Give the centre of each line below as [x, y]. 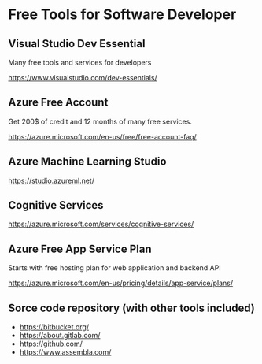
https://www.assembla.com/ [65, 352]
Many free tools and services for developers [80, 62]
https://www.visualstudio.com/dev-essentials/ [83, 78]
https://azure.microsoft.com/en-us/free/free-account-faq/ [102, 136]
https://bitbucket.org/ [54, 327]
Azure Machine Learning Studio [87, 162]
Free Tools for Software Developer [122, 15]
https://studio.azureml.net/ [51, 180]
